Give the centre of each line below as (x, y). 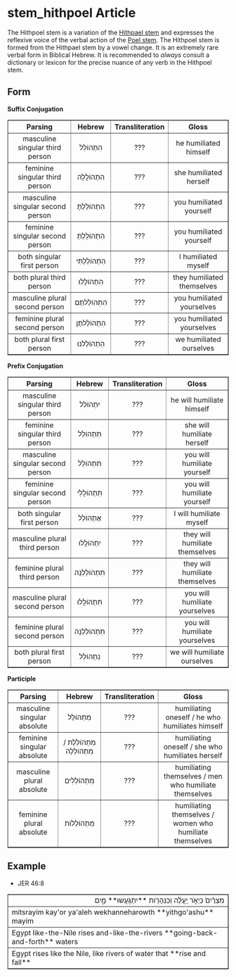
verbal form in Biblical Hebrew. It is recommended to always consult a (109, 55)
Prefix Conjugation (35, 366)
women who (193, 823)
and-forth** (33, 941)
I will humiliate (197, 513)
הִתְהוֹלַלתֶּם (91, 302)
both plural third (39, 277)
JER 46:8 (31, 883)
